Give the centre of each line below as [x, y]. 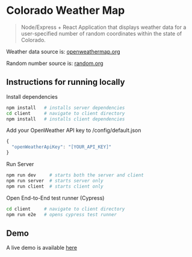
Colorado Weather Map [66, 11]
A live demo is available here [42, 248]
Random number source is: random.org [55, 63]
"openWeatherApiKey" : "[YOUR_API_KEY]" [62, 147]
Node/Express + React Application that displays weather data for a [104, 27]
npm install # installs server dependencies [66, 108]
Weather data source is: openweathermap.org [63, 51]
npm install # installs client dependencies [66, 119]
